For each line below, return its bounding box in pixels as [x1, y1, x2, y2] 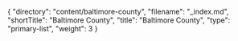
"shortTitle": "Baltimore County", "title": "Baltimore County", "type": [7, 15, 231, 25]
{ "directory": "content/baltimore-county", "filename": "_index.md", [7, 7, 229, 16]
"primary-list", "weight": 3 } [7, 24, 98, 33]
